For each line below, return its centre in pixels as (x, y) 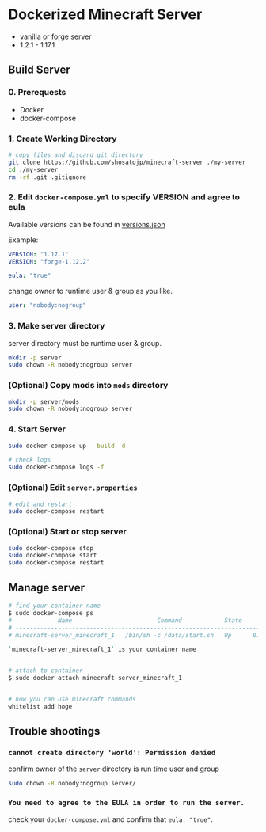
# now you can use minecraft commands (72, 699)
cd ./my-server (33, 169)
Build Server (39, 70)
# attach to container (46, 671)
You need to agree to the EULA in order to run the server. (127, 803)
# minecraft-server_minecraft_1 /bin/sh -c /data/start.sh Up (120, 635)
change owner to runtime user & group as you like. (90, 291)
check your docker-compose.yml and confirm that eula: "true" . (111, 819)
